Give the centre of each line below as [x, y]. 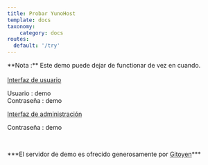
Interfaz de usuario [34, 80]
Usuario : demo [29, 93]
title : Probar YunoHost [42, 13]
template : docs [29, 20]
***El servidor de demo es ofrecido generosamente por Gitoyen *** [104, 154]
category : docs [42, 33]
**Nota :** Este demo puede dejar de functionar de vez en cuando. [104, 65]
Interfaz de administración [45, 114]
